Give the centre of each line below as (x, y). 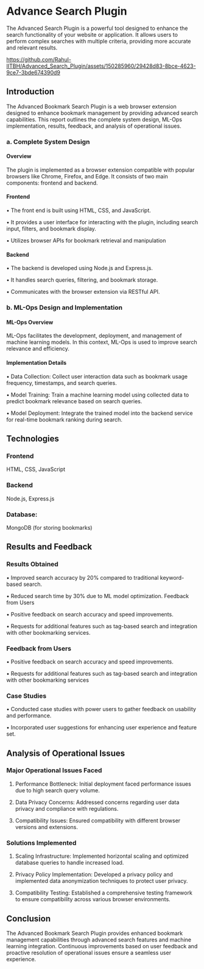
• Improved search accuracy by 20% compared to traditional (83, 577)
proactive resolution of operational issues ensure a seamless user (89, 953)
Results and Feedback (49, 547)
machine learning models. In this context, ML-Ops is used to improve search (102, 342)
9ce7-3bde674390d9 (33, 72)
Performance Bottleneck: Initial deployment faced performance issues (103, 784)
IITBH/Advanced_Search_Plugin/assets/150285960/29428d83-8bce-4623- (101, 66)
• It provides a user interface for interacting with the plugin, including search (102, 222)
